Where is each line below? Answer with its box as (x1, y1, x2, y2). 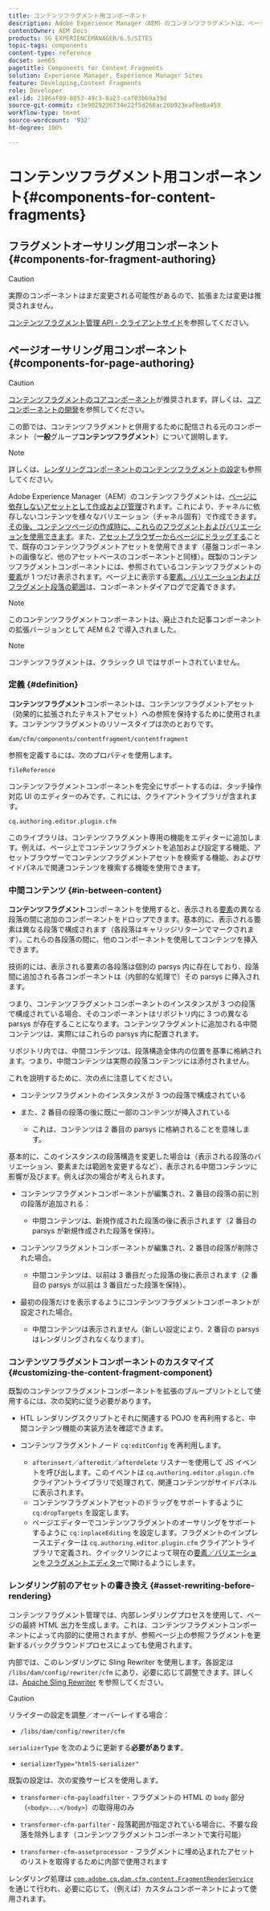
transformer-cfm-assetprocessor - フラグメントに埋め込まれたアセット (19, 1846, 256, 1856)
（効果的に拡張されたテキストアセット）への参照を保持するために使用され (8, 709, 255, 718)
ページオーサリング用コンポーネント (8, 343, 188, 358)
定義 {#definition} (8, 679, 79, 690)
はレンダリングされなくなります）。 (31, 1335, 149, 1344)
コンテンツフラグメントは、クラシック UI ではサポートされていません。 (8, 657, 244, 667)
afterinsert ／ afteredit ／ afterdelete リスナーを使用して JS (31, 1458, 234, 1467)
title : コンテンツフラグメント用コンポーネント (8, 11, 148, 20)
